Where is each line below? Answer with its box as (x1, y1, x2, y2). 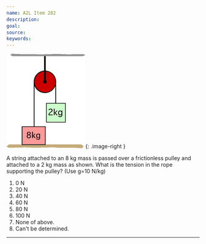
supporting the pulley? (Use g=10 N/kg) (6, 167, 106, 175)
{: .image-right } (85, 143, 126, 150)
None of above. (15, 218, 55, 226)
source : (6, 29, 26, 36)
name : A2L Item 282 (6, 10, 56, 16)
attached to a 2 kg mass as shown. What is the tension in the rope (6, 161, 173, 169)
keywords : (6, 36, 32, 42)
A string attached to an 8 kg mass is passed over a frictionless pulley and (6, 154, 191, 162)
